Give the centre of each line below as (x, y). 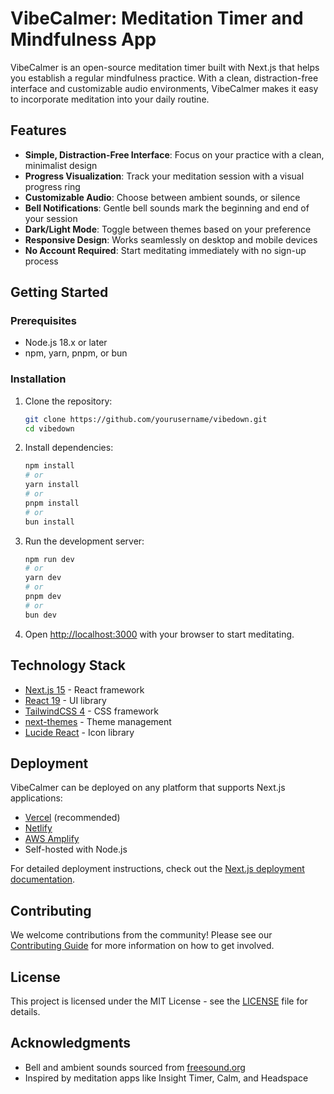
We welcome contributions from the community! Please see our (141, 935)
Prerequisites (43, 321)
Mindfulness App (83, 39)
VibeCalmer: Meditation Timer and (157, 18)
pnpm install (52, 503)
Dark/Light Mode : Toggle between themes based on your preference (168, 229)
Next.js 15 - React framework (84, 689)
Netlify (38, 828)
